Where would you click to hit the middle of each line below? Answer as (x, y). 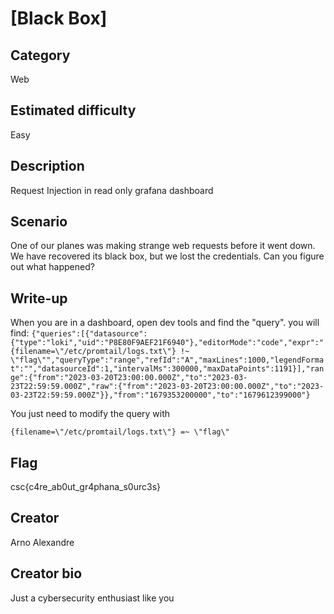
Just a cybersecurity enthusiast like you (92, 598)
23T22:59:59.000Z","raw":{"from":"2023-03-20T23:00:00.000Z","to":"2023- (167, 387)
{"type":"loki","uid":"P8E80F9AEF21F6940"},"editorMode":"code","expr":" (167, 343)
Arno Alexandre (42, 542)
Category (40, 55)
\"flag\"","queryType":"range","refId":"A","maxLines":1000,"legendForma (167, 360)
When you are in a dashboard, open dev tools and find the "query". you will (165, 323)
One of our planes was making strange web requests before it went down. (163, 246)
